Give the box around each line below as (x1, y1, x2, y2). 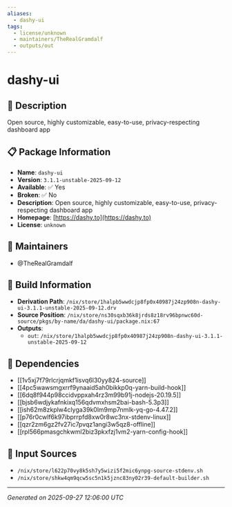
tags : (7, 23, 23, 30)
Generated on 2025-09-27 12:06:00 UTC (7, 493, 124, 502)
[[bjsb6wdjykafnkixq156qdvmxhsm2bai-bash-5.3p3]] (17, 398, 169, 407)
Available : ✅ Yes (17, 183, 66, 191)
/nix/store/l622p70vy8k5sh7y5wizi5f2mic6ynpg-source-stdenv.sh (17, 468, 204, 474)
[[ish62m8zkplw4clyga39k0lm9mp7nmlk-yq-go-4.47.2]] (17, 406, 178, 414)
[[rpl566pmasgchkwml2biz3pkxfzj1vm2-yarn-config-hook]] (17, 427, 188, 436)
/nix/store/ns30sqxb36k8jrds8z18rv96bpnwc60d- (66, 312, 204, 319)
